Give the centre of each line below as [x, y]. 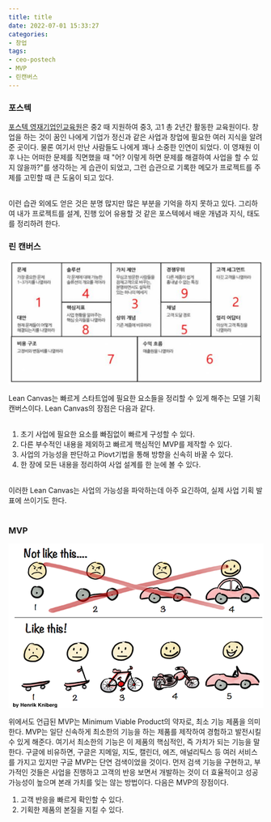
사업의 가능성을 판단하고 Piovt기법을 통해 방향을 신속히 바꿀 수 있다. [127, 454]
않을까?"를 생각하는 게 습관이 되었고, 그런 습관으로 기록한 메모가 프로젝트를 [135, 168]
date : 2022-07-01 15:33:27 [54, 26]
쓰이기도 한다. [45, 500]
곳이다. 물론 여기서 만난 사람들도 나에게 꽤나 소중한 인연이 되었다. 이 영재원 [134, 147]
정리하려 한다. [38, 224]
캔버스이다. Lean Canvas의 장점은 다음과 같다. [82, 408]
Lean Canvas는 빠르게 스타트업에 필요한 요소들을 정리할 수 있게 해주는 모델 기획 [135, 398]
